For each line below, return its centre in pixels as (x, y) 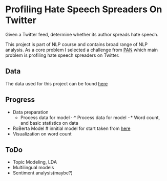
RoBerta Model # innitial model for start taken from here (71, 128)
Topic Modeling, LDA (35, 162)
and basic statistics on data (49, 123)
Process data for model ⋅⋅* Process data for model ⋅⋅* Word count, (90, 117)
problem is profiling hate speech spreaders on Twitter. (62, 55)
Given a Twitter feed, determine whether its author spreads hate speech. (82, 34)
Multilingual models (33, 168)
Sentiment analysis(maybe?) (43, 173)
